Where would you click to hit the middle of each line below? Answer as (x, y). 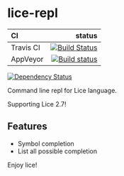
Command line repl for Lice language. (62, 90)
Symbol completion (46, 143)
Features (27, 127)
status (86, 35)
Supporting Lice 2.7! (37, 104)
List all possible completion (57, 151)
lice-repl (33, 13)
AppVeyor (27, 59)
